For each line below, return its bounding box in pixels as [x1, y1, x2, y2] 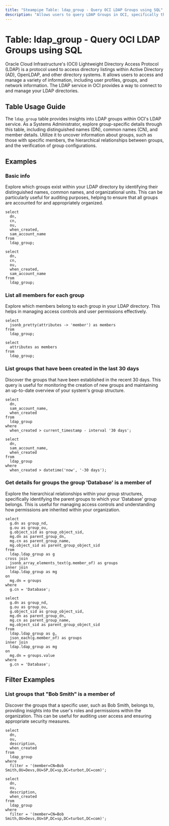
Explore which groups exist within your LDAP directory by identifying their [5, 183, 158, 189]
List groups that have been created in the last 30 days [5, 365, 139, 372]
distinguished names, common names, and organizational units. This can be [5, 189, 162, 195]
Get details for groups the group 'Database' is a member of [5, 479, 152, 486]
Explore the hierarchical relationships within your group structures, [5, 491, 143, 497]
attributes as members [10, 345, 57, 350]
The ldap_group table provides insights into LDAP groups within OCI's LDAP [5, 116, 162, 122]
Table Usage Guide [5, 102, 66, 111]
